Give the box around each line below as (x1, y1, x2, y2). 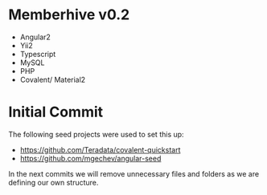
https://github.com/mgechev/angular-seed (19, 153, 162, 163)
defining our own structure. (8, 177, 99, 187)
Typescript (19, 49, 56, 59)
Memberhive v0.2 (8, 6, 130, 24)
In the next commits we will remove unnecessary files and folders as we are (8, 169, 260, 178)
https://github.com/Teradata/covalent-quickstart (19, 144, 181, 154)
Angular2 (19, 32, 51, 42)
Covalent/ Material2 (19, 75, 86, 84)
